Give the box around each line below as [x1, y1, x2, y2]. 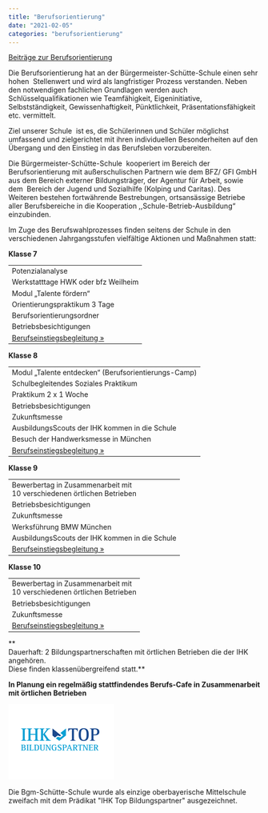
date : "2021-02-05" [8, 21, 74, 30]
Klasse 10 [8, 562, 42, 571]
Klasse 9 [8, 463, 38, 473]
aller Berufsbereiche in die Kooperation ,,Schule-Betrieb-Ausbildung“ [8, 201, 236, 211]
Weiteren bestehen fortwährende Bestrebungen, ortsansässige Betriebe [8, 193, 246, 202]
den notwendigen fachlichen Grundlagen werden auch [8, 85, 188, 95]
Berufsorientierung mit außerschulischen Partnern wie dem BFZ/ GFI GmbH [8, 167, 258, 177]
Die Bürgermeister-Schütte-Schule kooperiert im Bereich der [8, 158, 210, 168]
